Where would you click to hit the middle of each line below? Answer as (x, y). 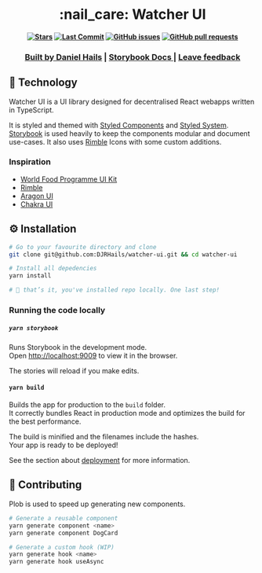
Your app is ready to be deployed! (64, 445)
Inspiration (30, 162)
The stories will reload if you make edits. (74, 370)
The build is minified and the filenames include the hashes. (104, 437)
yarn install (30, 276)
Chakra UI (36, 204)
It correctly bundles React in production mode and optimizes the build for (127, 413)
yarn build (27, 388)
